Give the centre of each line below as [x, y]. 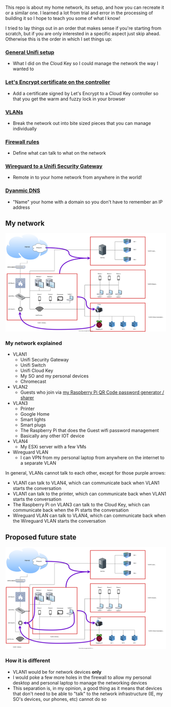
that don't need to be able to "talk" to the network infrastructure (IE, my [88, 694]
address [21, 207]
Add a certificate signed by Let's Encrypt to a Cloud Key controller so [86, 93]
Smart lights [33, 420]
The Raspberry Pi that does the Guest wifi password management [90, 431]
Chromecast [33, 381]
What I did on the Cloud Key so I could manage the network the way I [85, 63]
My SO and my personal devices [54, 376]
